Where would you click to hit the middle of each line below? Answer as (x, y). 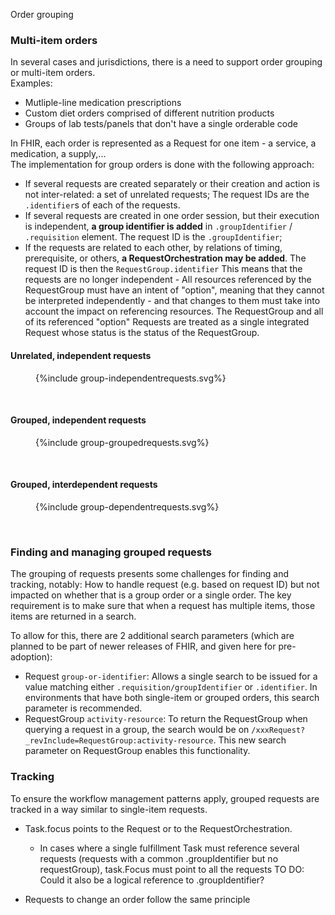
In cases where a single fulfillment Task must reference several (169, 848)
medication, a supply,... (58, 154)
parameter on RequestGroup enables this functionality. (137, 751)
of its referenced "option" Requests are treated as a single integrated (167, 322)
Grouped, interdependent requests (84, 485)
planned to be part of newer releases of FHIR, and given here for (143, 646)
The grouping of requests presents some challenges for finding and (149, 574)
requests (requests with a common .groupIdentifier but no (159, 858)
